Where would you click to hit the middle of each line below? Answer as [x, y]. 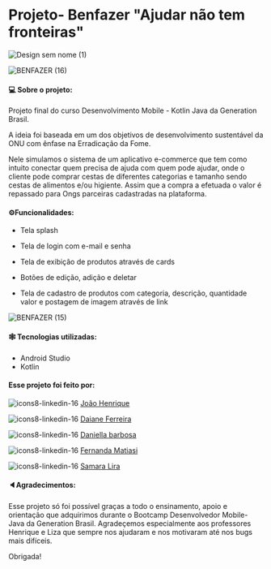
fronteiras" [46, 32]
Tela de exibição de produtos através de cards [97, 262]
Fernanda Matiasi [109, 450]
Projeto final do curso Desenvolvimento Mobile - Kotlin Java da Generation [133, 110]
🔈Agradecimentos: [42, 485]
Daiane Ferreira [106, 419]
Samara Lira [100, 466]
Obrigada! [25, 556]
